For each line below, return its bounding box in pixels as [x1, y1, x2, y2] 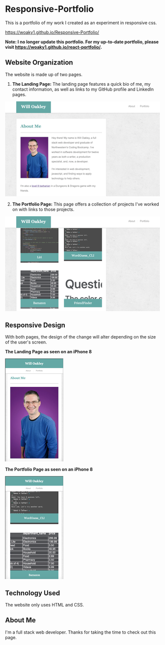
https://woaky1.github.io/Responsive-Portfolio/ [5, 29, 99, 35]
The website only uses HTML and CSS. [5, 602, 84, 608]
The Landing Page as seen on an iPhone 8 [5, 349, 92, 355]
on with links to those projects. [12, 206, 75, 212]
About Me [5, 616, 36, 624]
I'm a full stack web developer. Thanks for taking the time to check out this [5, 629, 156, 635]
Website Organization [5, 58, 73, 67]
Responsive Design [5, 321, 65, 329]
